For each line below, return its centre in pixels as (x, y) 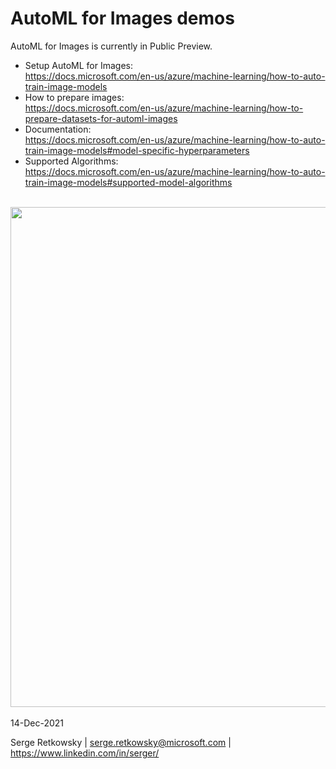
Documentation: (58, 129)
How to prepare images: (74, 97)
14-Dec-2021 (37, 723)
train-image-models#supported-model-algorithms (128, 182)
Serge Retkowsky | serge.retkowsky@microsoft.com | (121, 742)
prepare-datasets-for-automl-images (101, 118)
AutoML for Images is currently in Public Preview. (111, 46)
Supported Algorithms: (71, 161)
